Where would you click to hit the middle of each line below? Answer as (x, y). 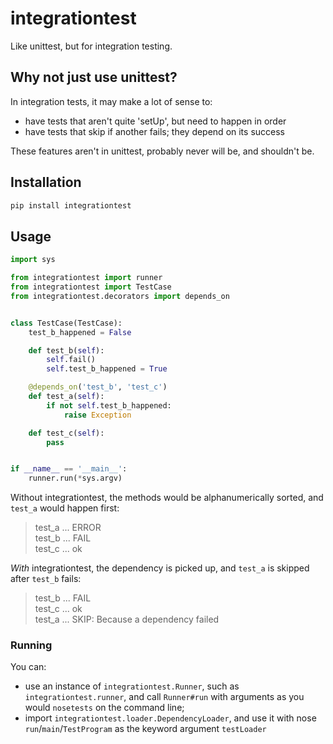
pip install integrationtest (71, 205)
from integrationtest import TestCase (91, 287)
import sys (33, 260)
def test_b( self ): (66, 350)
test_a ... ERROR (68, 528)
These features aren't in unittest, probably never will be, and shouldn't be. (162, 151)
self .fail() (71, 360)
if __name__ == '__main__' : (69, 469)
